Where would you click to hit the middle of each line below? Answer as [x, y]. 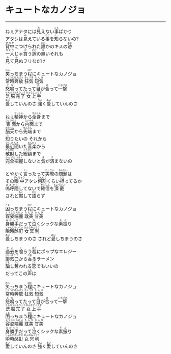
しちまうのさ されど [31, 238]
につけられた [28, 46]
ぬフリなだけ [32, 61]
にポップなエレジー [56, 252]
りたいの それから [28, 139]
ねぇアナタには [21, 31]
